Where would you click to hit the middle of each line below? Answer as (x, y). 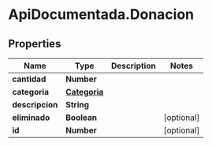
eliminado (31, 118)
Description (134, 66)
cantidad (29, 79)
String (77, 105)
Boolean (82, 118)
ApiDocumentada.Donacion (101, 15)
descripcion (35, 105)
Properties (35, 44)
